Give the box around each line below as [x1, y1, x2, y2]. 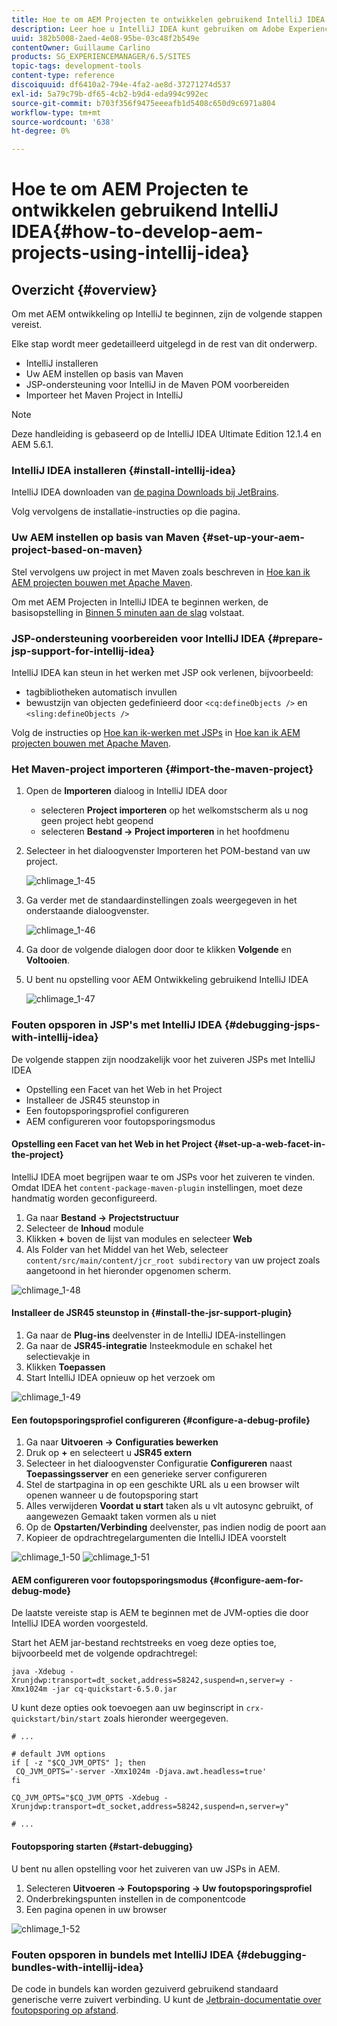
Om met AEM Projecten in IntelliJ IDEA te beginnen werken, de [11, 596, 269, 608]
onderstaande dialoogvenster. [25, 905, 150, 917]
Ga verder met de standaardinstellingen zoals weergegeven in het [25, 894, 298, 906]
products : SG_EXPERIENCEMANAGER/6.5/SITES [11, 52, 191, 62]
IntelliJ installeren [25, 357, 99, 370]
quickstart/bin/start [11, 1714, 102, 1725]
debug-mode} [11, 1584, 72, 1596]
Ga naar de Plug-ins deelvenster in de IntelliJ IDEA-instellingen [25, 1329, 286, 1341]
